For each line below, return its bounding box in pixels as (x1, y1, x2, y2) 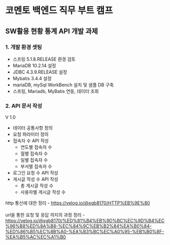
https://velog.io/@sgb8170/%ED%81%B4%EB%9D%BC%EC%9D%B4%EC (5, 218, 165, 224)
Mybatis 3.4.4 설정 (12, 75, 52, 81)
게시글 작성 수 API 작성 (12, 176, 58, 182)
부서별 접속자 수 (20, 163, 52, 169)
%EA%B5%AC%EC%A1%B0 (5, 234, 66, 240)
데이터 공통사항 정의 (12, 125, 53, 131)
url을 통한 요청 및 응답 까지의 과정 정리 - (5, 212, 86, 218)
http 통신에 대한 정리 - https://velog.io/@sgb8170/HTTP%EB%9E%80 (5, 200, 150, 206)
